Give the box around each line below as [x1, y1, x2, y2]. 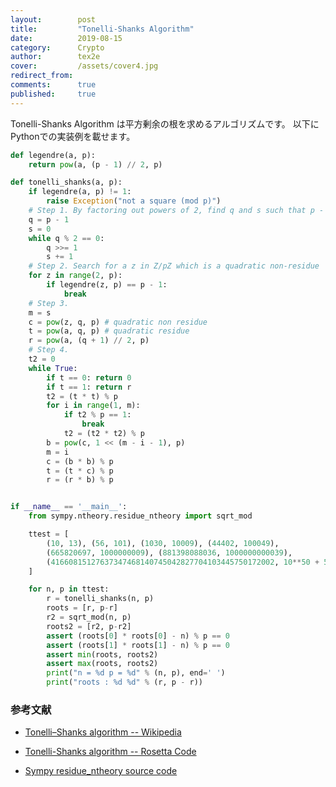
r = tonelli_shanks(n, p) [46, 594, 155, 604]
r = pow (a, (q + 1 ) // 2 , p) [28, 336, 150, 346]
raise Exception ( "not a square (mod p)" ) [46, 196, 222, 206]
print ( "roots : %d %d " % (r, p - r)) [46, 677, 203, 688]
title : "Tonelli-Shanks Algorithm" [10, 24, 195, 34]
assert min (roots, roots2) [46, 649, 159, 660]
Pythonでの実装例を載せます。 [10, 130, 136, 142]
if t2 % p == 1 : [63, 410, 132, 420]
